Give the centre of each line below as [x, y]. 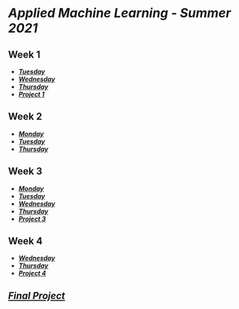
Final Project [37, 296]
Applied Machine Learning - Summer [119, 13]
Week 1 [24, 54]
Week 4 [26, 241]
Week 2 [25, 116]
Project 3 [32, 219]
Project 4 [32, 273]
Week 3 [25, 171]
